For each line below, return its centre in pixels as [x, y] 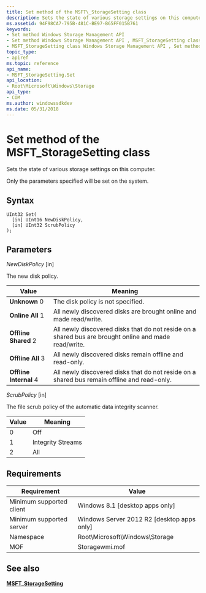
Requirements [34, 474]
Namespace [27, 537]
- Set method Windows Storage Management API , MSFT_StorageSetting [96, 40]
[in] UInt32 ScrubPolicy [44, 225]
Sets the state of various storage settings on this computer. [81, 169]
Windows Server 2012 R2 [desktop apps [137, 519]
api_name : [19, 69]
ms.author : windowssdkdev [39, 103]
